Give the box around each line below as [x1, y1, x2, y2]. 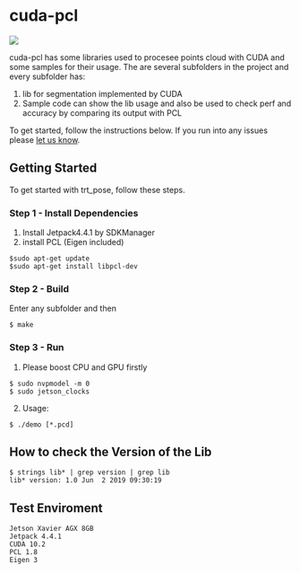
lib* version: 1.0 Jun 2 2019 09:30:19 [9, 476, 163, 485]
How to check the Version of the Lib [9, 445, 212, 460]
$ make [9, 321, 34, 330]
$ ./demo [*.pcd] [9, 419, 74, 429]
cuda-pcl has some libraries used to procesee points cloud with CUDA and [9, 51, 285, 63]
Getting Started [9, 161, 98, 176]
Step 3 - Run [9, 341, 64, 354]
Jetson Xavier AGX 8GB [9, 525, 94, 533]
